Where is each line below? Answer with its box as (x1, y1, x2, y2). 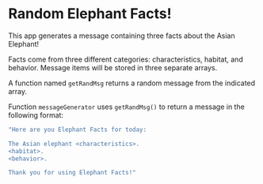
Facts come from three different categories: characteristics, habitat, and (8, 54, 243, 64)
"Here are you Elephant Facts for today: (8, 126, 147, 133)
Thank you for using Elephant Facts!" (8, 169, 136, 177)
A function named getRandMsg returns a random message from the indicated (8, 78, 256, 88)
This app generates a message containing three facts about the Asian (8, 31, 235, 40)
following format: (8, 110, 64, 119)
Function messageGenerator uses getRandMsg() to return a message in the (8, 102, 246, 111)
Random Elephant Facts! (8, 5, 172, 23)
